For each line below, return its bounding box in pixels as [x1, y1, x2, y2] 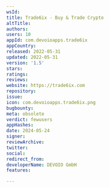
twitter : [6, 144, 28, 151]
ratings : [6, 71, 28, 77]
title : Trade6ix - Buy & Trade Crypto [6, 15, 104, 21]
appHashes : [6, 122, 34, 128]
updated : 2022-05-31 [6, 54, 59, 60]
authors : [6, 26, 28, 32]
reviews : [6, 77, 28, 83]
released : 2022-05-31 [6, 49, 61, 55]
